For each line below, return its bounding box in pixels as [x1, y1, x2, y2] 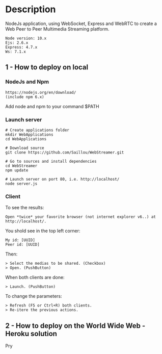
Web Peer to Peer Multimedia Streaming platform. [5, 26, 110, 32]
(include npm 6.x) [5, 94, 44, 99]
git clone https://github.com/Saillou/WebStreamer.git [5, 149, 124, 155]
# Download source [5, 145, 44, 150]
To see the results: [5, 205, 44, 211]
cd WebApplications [5, 136, 47, 141]
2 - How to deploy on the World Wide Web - [5, 321, 146, 330]
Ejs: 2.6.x [5, 40, 29, 45]
